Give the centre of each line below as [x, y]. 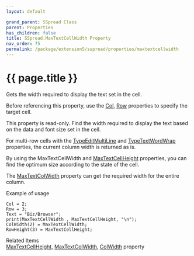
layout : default [26, 11]
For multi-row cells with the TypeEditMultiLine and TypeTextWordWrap [91, 140]
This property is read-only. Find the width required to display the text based [97, 123]
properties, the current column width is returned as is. [71, 147]
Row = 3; [17, 209]
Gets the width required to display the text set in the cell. [74, 94]
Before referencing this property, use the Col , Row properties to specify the [97, 105]
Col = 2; [17, 204]
